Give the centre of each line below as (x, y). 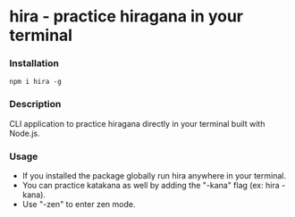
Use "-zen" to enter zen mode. (79, 204)
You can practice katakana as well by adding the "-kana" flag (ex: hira (151, 186)
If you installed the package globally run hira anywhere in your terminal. (154, 176)
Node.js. (25, 133)
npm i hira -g (36, 82)
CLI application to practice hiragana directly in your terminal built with (137, 123)
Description (35, 104)
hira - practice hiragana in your (126, 17)
